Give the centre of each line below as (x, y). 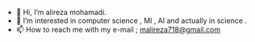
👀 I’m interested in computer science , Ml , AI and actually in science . (132, 21)
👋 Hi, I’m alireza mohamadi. (61, 12)
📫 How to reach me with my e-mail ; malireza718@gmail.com (118, 29)
